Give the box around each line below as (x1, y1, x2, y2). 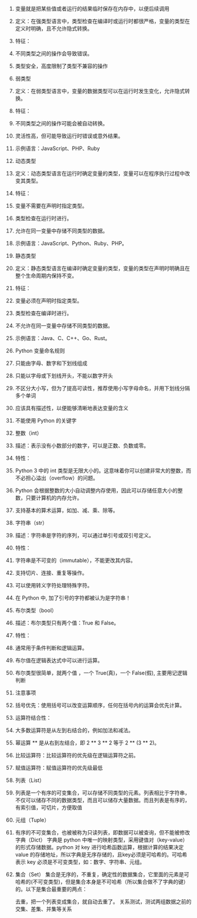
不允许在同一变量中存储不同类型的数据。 (15, 322, 113, 329)
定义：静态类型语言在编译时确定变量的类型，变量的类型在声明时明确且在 (15, 265, 190, 272)
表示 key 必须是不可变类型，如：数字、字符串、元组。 (15, 859, 145, 865)
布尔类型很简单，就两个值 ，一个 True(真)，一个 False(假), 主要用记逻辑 (15, 670, 188, 676)
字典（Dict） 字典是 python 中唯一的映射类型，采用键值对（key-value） (15, 836, 188, 843)
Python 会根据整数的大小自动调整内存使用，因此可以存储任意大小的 (15, 487, 178, 494)
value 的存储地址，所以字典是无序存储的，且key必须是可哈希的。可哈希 (15, 851, 188, 858)
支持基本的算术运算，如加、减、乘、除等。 (15, 507, 118, 514)
